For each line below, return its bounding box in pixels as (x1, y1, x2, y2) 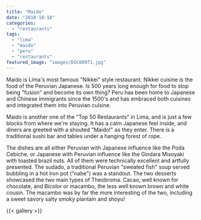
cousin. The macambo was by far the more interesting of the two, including (6, 189, 193, 196)
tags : (6, 31, 20, 37)
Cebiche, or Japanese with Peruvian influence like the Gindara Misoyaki (6, 150, 185, 157)
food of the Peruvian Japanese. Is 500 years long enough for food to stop (6, 82, 189, 89)
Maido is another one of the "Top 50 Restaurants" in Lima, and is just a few (6, 113, 192, 121)
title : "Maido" (6, 8, 45, 15)
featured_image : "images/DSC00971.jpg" (6, 59, 107, 65)
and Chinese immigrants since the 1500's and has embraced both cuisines (6, 95, 191, 102)
